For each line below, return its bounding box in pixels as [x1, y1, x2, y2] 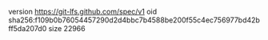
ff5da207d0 [8, 24, 47, 33]
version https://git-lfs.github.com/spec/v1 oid [8, 7, 158, 16]
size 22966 [48, 24, 86, 33]
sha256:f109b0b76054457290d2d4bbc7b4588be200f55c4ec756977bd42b [8, 15, 260, 25]
